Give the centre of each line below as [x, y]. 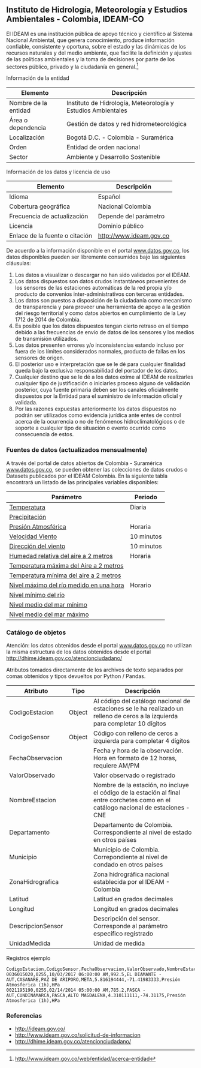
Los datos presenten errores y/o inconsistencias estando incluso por [99, 345]
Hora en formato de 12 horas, [135, 758]
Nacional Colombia [124, 206]
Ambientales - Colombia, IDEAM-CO [75, 19]
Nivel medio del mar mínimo [48, 604]
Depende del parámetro [131, 217]
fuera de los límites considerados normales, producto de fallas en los [100, 352]
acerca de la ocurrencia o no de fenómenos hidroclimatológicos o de [100, 422]
